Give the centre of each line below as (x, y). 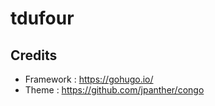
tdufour (42, 18)
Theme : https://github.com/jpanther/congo (114, 90)
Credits (34, 55)
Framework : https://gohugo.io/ (89, 79)
